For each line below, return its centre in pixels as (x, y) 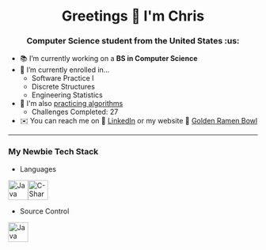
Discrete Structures (63, 87)
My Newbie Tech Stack (53, 152)
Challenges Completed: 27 (75, 112)
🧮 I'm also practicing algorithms (71, 104)
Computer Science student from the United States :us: (133, 41)
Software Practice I (63, 78)
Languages (38, 169)
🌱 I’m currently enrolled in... (65, 70)
